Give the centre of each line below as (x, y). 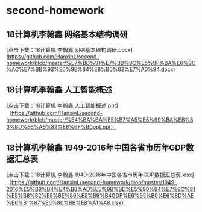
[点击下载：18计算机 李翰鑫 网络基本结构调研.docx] (69, 50)
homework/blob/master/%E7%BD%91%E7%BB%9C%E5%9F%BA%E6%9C (101, 63)
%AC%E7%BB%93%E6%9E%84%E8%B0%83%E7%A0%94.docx (90, 69)
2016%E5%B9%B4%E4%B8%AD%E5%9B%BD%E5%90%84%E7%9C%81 (101, 189)
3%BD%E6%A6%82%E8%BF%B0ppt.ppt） (61, 126)
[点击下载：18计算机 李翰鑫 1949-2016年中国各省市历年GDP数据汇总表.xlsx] (100, 175)
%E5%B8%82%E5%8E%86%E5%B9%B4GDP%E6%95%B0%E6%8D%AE (100, 195)
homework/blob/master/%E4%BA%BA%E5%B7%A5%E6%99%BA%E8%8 (100, 120)
